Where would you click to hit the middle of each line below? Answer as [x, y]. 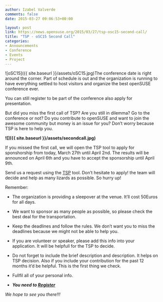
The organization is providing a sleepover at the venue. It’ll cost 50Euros [85, 197]
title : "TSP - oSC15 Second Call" [40, 37]
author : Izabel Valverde [30, 10]
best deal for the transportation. [44, 217]
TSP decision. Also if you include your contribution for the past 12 [78, 261]
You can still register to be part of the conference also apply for [69, 98]
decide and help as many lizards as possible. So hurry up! [63, 178]
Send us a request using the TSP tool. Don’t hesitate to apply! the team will [80, 173]
